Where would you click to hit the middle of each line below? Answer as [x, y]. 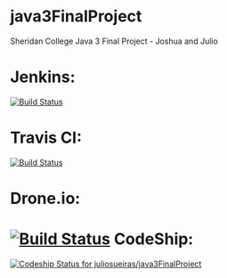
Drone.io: [45, 199]
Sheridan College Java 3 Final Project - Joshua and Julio [114, 41]
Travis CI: [46, 138]
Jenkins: [43, 77]
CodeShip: [154, 239]
